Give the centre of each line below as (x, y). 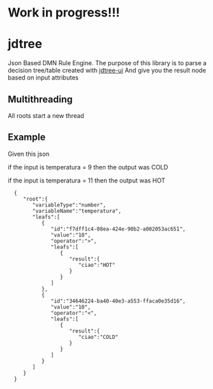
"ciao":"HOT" (97, 265)
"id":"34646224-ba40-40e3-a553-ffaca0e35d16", (118, 301)
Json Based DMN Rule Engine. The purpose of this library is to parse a (107, 63)
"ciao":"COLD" (98, 337)
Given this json (29, 154)
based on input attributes (43, 78)
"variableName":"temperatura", (77, 211)
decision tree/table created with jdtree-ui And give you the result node (107, 71)
